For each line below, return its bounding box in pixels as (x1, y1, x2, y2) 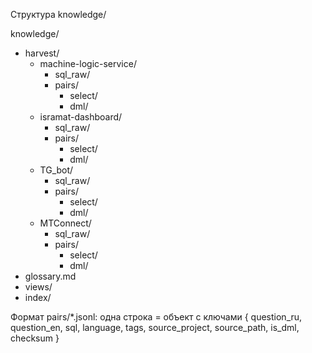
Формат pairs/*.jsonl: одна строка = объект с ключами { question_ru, (10, 311, 303, 323)
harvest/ (24, 47, 60, 59)
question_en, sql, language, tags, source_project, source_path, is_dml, (10, 322, 300, 333)
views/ (24, 281, 53, 293)
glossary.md (24, 270, 77, 282)
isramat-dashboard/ (39, 111, 123, 123)
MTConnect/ (39, 217, 92, 229)
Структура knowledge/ (10, 9, 107, 20)
